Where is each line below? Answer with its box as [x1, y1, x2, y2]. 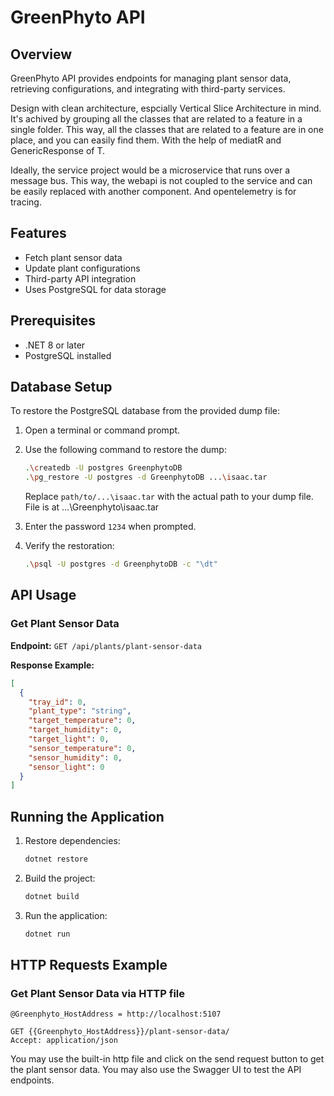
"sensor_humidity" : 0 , [28, 752, 123, 763]
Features [10, 225, 67, 242]
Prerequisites [10, 312, 96, 330]
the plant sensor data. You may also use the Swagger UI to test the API [10, 1064, 302, 1076]
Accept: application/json [10, 1036, 118, 1046]
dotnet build [24, 891, 80, 901]
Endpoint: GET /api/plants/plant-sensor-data [10, 639, 202, 651]
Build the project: [24, 872, 96, 884]
